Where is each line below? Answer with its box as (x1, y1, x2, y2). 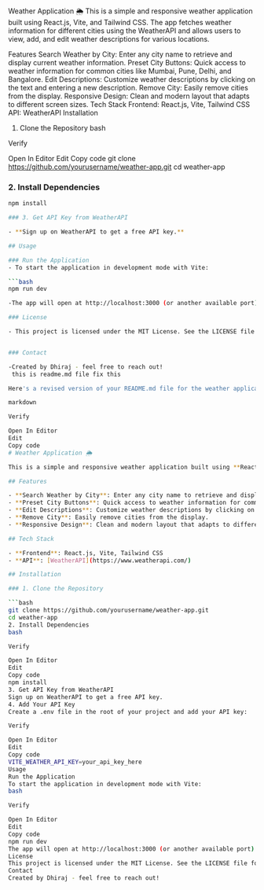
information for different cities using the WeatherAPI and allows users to (8, 26, 241, 35)
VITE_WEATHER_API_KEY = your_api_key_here (8, 758, 143, 766)
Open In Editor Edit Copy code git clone (8, 154, 136, 163)
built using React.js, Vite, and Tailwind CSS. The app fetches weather (8, 18, 232, 27)
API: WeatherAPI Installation (8, 108, 98, 117)
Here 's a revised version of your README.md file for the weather (8, 384, 230, 392)
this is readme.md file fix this (11, 370, 122, 378)
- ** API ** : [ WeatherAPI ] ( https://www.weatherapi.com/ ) (8, 557, 192, 565)
